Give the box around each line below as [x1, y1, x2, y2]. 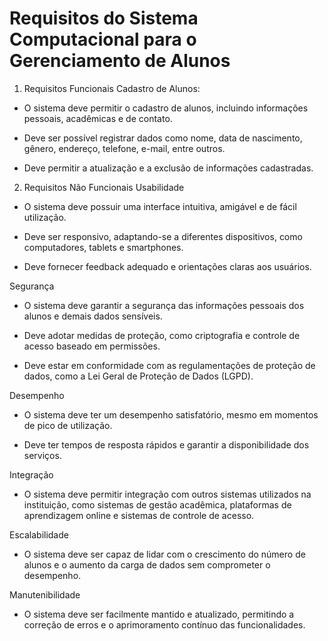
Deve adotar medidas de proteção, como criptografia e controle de [23, 329, 301, 341]
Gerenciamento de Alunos [9, 50, 231, 72]
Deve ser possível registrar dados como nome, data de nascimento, [23, 132, 303, 144]
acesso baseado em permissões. [23, 340, 161, 352]
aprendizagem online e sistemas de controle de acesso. [23, 509, 255, 521]
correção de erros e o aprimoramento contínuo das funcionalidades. [23, 618, 306, 631]
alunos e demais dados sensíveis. [23, 310, 163, 322]
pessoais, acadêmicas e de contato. [23, 112, 173, 124]
